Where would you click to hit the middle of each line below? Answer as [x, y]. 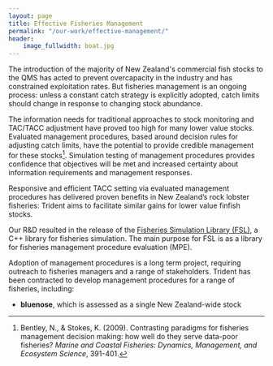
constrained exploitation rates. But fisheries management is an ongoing [128, 87]
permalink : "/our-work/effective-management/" [89, 31]
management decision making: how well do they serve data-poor [129, 336]
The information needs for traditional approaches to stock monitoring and [131, 119]
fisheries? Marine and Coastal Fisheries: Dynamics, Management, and [139, 345]
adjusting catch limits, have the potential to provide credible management [131, 145]
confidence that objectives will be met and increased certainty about [123, 164]
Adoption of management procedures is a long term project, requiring [125, 263]
